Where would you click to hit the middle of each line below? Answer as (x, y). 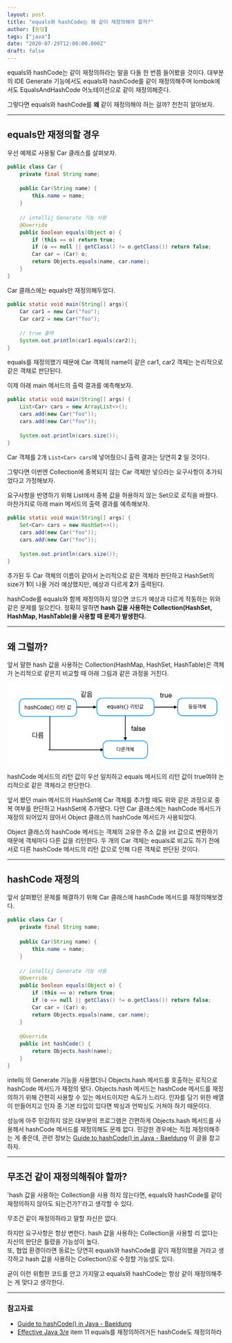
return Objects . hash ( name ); (72, 1051)
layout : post (26, 15)
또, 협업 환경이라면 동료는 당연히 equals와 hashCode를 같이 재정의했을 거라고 (112, 1250)
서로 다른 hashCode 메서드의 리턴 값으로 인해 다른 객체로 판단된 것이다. (104, 849)
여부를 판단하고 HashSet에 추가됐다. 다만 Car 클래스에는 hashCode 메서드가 (117, 808)
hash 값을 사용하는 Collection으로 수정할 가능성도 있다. (100, 1259)
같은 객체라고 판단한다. (61, 785)
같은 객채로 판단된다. (35, 371)
